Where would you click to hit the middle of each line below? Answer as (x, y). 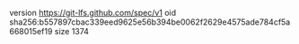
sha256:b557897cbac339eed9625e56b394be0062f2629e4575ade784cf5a (150, 22)
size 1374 (72, 31)
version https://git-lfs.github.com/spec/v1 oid (93, 13)
